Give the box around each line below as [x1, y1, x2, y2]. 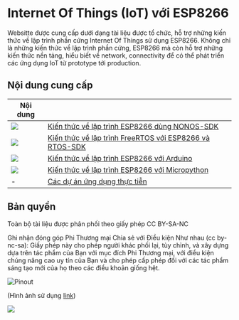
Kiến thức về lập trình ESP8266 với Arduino [47, 153, 193, 163]
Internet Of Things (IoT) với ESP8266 [7, 5, 229, 21]
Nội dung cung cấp [7, 80, 93, 92]
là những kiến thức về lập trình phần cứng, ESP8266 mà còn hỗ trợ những [7, 43, 223, 52]
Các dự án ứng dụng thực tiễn [47, 176, 147, 186]
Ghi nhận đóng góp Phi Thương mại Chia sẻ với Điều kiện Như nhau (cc [7, 233, 216, 242]
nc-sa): [7, 240, 29, 250]
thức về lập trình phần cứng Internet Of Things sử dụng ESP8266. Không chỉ [7, 36, 231, 44]
